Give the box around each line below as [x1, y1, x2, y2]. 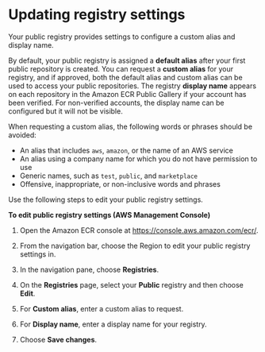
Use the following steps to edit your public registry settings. [8, 195, 204, 204]
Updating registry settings [8, 6, 186, 24]
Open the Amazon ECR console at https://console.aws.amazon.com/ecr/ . [19, 225, 259, 235]
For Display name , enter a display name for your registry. [19, 319, 208, 329]
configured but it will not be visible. [8, 106, 123, 116]
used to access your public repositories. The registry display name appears [8, 81, 256, 91]
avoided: [8, 130, 37, 140]
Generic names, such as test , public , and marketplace [19, 171, 198, 180]
